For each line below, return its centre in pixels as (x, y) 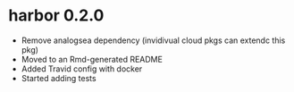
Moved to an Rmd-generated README (92, 59)
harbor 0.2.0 (56, 16)
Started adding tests (59, 78)
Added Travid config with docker (82, 69)
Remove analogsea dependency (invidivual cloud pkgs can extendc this (153, 40)
